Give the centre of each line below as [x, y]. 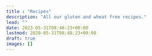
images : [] [20, 44]
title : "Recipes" [29, 11]
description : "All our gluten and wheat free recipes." [76, 17]
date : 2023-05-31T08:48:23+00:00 [47, 28]
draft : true [21, 38]
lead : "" [17, 22]
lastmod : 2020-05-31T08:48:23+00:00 [51, 33]
